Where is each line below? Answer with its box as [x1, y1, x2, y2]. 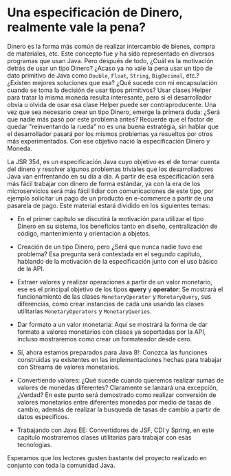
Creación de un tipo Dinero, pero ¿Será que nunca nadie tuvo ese [16, 242, 203, 251]
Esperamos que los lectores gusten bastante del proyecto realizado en [7, 453, 208, 462]
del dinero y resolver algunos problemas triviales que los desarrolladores [7, 165, 214, 173]
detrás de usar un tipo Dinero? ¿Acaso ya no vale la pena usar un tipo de [7, 64, 213, 72]
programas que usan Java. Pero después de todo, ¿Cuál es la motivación [7, 56, 214, 65]
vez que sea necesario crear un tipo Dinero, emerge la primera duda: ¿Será [7, 108, 220, 116]
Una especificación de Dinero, [7, 5, 184, 21]
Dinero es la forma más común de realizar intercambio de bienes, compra [7, 42, 215, 50]
